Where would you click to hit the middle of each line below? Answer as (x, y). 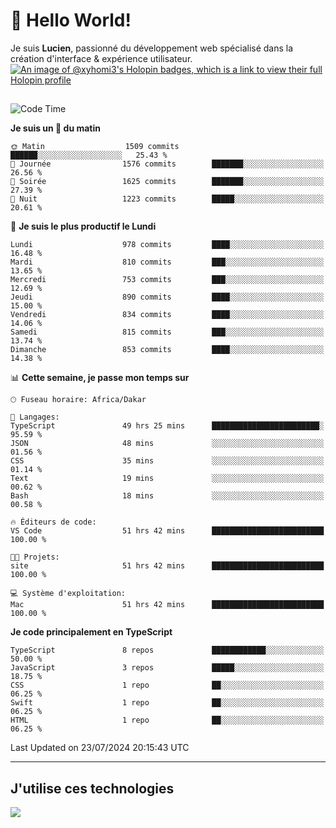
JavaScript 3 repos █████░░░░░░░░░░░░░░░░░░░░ (167, 668)
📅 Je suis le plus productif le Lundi (83, 226)
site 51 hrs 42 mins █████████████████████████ (167, 566)
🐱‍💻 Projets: (35, 557)
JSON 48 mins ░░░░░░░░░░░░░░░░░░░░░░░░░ (167, 444)
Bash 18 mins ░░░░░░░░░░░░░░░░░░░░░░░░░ (167, 496)
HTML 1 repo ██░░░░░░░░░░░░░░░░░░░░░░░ (167, 720)
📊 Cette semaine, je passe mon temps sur (100, 378)
